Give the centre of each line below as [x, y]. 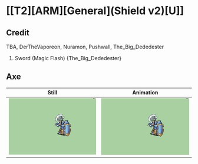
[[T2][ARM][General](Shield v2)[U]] [95, 11]
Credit [18, 33]
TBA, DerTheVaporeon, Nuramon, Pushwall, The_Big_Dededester [85, 47]
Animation [145, 93]
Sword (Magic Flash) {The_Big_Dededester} [68, 58]
